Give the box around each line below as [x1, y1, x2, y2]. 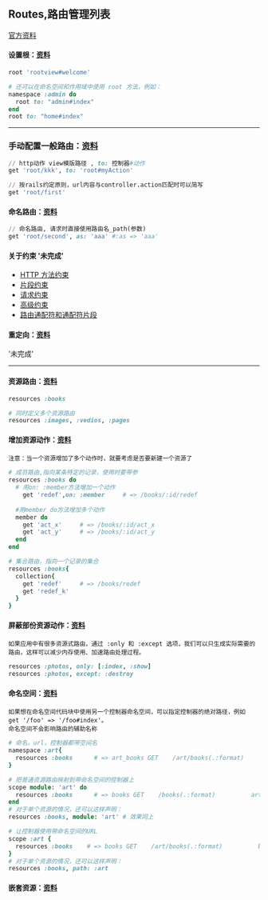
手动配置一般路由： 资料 [8, 141, 98, 152]
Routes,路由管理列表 [8, 7, 111, 22]
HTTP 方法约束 [19, 270, 69, 280]
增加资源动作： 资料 [8, 434, 72, 444]
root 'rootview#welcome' [8, 69, 91, 77]
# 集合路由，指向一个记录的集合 [8, 558, 99, 566]
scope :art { [8, 834, 52, 842]
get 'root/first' [8, 189, 66, 197]
